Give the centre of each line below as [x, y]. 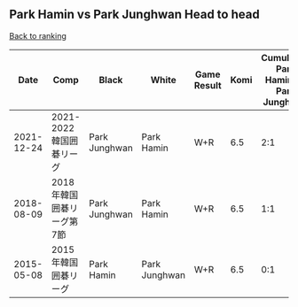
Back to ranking [38, 35]
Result [208, 85]
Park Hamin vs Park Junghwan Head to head [134, 15]
